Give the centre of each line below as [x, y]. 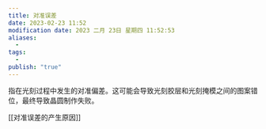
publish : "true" [35, 67]
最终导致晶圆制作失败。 [60, 101]
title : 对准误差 [32, 15]
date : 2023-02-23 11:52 [47, 23]
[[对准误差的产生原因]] [45, 117]
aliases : [23, 38]
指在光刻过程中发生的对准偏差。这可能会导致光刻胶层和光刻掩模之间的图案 [129, 90]
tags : [17, 52]
